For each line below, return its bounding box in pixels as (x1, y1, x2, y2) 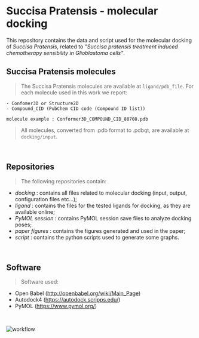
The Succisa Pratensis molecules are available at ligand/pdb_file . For (20, 82, 194, 90)
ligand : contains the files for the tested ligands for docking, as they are (14, 202, 191, 209)
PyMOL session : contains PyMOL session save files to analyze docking (14, 214, 192, 222)
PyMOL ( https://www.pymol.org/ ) (14, 303, 97, 310)
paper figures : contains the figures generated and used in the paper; (14, 227, 186, 234)
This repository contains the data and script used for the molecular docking (6, 36, 192, 44)
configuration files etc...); (14, 195, 78, 202)
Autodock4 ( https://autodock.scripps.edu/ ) (14, 296, 121, 303)
